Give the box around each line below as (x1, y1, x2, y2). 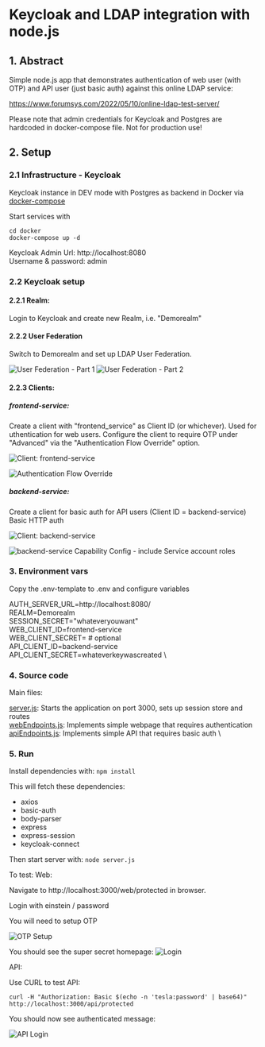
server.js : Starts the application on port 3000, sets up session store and (9, 703, 243, 713)
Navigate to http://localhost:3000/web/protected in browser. (9, 886, 206, 895)
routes (9, 712, 30, 721)
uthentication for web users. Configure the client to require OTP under (9, 429, 239, 439)
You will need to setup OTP (9, 916, 98, 926)
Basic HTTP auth (9, 515, 64, 525)
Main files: (9, 688, 43, 697)
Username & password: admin (9, 256, 108, 265)
